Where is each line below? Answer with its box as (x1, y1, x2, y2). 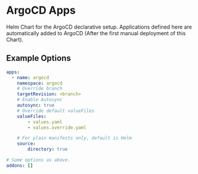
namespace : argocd (17, 80, 63, 86)
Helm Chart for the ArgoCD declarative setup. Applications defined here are (6, 23, 192, 30)
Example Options (6, 53, 72, 63)
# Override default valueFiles (17, 108, 95, 114)
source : (17, 141, 36, 147)
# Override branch (17, 86, 63, 92)
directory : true (27, 147, 68, 153)
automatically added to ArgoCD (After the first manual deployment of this (6, 29, 186, 36)
